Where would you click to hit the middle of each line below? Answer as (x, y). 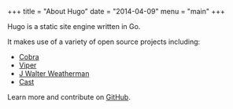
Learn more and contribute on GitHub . (69, 97)
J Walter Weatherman (54, 73)
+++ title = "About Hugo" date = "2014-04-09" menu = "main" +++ (116, 11)
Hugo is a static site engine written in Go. (74, 26)
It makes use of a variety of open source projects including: (104, 42)
